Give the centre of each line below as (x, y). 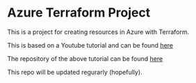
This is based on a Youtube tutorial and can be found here (90, 45)
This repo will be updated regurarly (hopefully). (75, 72)
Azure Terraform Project (79, 13)
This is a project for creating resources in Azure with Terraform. (98, 32)
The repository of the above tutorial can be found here (85, 58)
